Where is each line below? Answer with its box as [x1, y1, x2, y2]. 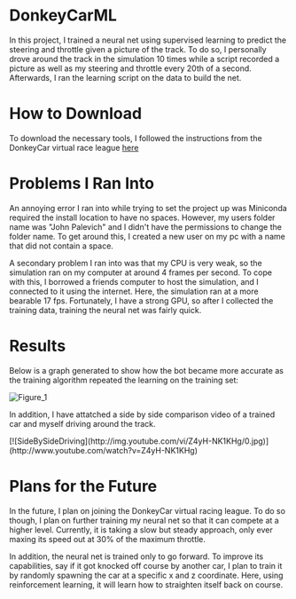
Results [9, 336, 66, 356]
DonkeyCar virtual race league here [9, 142, 139, 153]
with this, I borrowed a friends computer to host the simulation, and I [9, 276, 259, 287]
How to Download [9, 104, 143, 124]
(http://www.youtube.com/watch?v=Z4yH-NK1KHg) [9, 445, 198, 455]
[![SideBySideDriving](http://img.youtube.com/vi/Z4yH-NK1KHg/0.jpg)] [9, 436, 269, 446]
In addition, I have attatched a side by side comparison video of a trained [9, 409, 276, 420]
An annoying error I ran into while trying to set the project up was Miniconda [9, 202, 288, 213]
